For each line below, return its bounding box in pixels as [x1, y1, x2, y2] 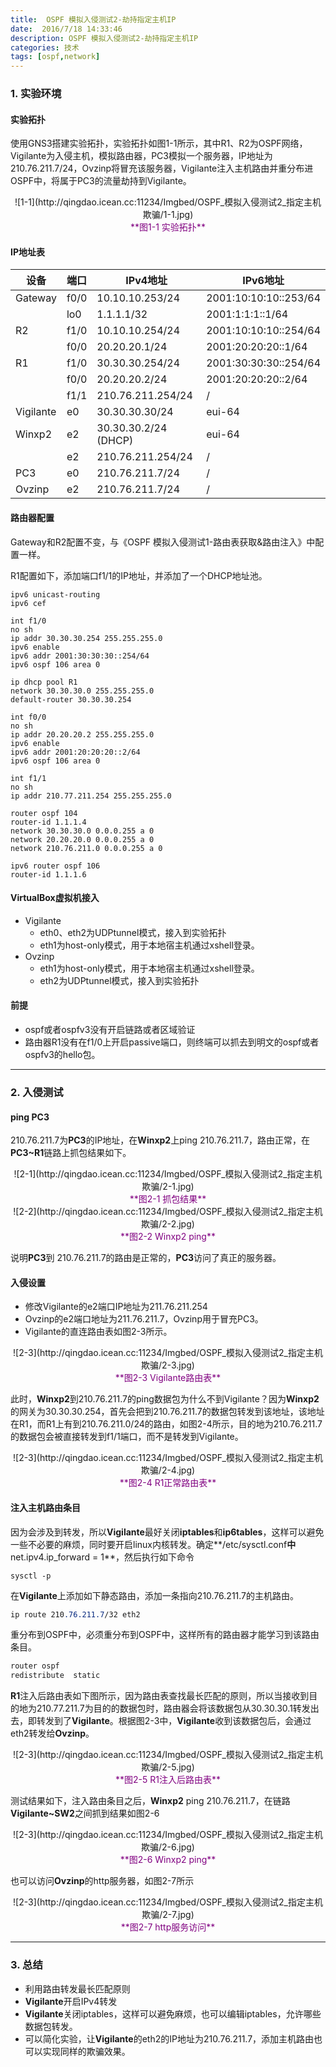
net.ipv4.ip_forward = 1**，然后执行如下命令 [10, 1551, 195, 1563]
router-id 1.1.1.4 [10, 817, 87, 827]
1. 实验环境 [10, 87, 62, 101]
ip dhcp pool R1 [10, 677, 78, 687]
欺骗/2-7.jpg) [141, 1909, 195, 1921]
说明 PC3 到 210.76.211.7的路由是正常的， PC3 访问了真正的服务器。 [10, 1252, 282, 1264]
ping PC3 [10, 1111, 50, 1123]
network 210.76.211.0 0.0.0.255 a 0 [10, 843, 163, 853]
